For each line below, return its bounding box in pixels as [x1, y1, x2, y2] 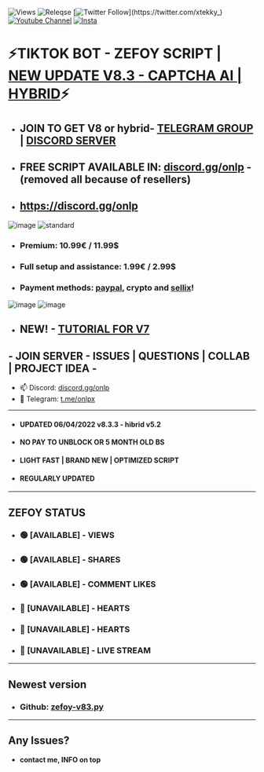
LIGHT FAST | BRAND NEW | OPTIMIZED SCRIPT [19, 456, 179, 465]
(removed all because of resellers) [19, 173, 191, 186]
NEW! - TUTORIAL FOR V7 [19, 323, 150, 336]
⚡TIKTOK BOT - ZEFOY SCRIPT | [8, 45, 222, 63]
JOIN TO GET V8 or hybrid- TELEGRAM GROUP [19, 122, 254, 135]
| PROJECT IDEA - [8, 361, 97, 375]
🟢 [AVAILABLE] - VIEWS [19, 530, 115, 541]
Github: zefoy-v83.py [19, 701, 104, 712]
